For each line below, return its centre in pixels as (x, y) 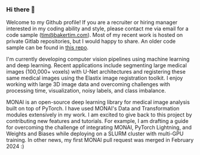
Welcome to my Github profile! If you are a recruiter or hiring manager (92, 23)
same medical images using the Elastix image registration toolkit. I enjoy (95, 78)
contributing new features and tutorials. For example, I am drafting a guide (98, 121)
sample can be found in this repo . (47, 48)
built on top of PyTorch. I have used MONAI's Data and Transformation (93, 109)
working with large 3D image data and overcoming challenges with (88, 84)
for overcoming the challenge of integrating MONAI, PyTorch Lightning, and (99, 128)
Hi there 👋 (21, 10)
